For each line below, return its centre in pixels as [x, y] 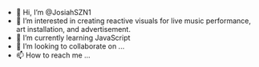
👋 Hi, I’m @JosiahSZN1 [53, 12]
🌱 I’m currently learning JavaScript [73, 37]
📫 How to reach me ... [53, 55]
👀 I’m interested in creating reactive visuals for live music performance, [133, 21]
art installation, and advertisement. [73, 29]
